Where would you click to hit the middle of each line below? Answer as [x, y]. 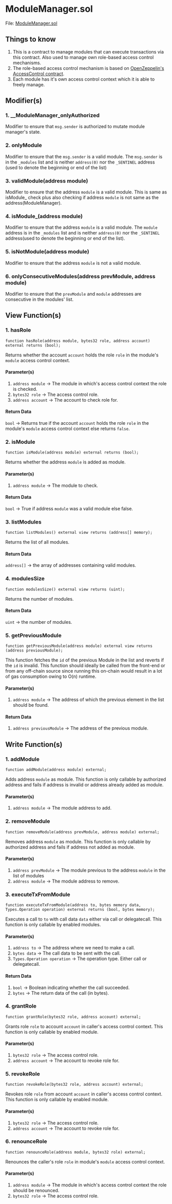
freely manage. [29, 84]
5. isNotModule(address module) [47, 251]
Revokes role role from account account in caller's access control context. [84, 1094]
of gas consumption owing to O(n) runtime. [51, 676]
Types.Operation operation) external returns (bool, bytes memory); [80, 910]
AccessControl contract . [39, 74]
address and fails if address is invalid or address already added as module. [84, 785]
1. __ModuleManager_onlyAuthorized [53, 115]
